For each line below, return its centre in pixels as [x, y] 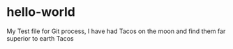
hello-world [41, 12]
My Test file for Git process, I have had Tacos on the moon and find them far [116, 31]
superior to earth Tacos [40, 38]
